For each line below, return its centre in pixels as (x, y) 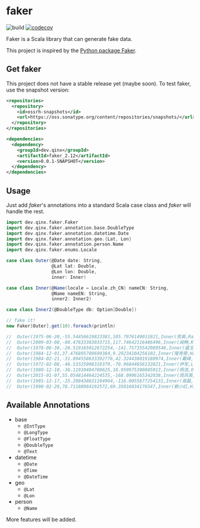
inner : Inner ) (69, 277)
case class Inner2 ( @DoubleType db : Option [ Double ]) (71, 310)
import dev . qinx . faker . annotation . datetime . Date (68, 233)
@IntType (35, 426)
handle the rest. (25, 211)
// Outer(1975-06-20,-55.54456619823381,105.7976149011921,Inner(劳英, (97, 337)
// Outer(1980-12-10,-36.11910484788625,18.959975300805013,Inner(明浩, (99, 370)
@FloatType (37, 439)
